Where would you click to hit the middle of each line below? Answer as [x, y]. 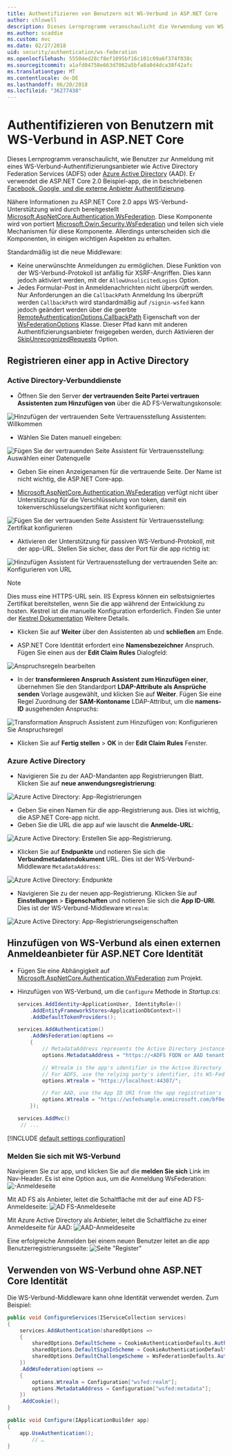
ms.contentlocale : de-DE [43, 78]
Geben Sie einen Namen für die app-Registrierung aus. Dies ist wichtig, [118, 810]
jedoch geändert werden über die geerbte [77, 310]
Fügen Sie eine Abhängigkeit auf [64, 970]
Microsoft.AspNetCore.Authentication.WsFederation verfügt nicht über [118, 492]
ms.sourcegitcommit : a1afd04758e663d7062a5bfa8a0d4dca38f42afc [100, 65]
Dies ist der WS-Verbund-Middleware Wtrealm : [83, 908]
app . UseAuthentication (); [57, 1433]
